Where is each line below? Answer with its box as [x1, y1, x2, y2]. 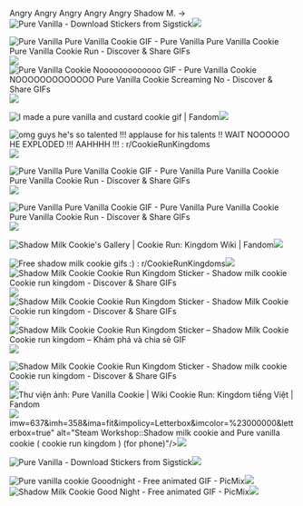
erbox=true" [9, 427, 55, 438]
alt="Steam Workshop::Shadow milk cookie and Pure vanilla [56, 427, 281, 438]
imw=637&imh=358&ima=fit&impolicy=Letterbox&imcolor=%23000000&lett [9, 418, 294, 428]
